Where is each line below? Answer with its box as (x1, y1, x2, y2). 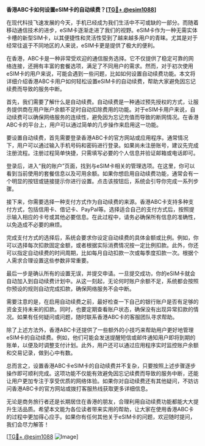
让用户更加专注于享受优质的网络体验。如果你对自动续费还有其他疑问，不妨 (6, 378, 193, 384)
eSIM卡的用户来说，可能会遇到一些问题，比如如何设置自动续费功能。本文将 (6, 70, 196, 77)
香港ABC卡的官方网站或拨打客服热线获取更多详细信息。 (11, 385, 151, 392)
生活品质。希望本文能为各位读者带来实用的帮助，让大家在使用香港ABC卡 (11, 406, 194, 412)
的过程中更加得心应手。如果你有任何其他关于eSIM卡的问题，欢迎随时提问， (6, 413, 196, 420)
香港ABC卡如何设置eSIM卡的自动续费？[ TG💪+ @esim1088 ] (6, 6, 157, 13)
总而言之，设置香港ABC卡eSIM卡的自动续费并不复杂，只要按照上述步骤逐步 (6, 362, 196, 369)
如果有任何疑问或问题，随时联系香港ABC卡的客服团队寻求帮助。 (16, 314, 178, 320)
